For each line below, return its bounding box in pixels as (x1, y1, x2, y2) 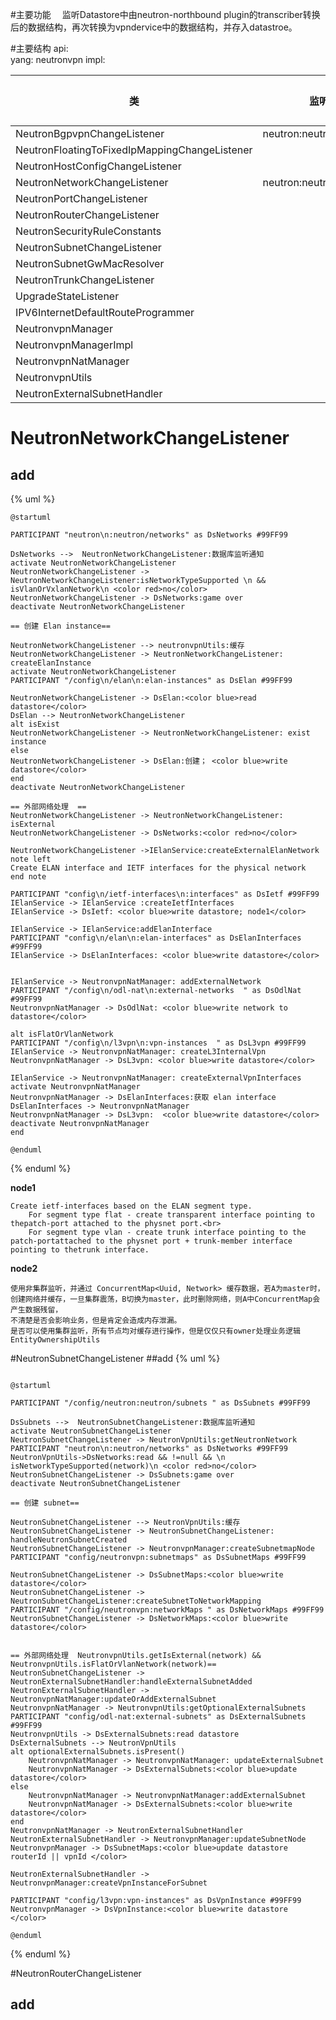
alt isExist (10, 719, 60, 729)
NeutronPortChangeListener (15, 192, 148, 205)
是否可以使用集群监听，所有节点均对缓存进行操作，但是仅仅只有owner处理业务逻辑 (10, 1326, 301, 1336)
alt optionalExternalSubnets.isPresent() (10, 1747, 186, 1757)
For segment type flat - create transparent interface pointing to (28, 1210, 315, 1220)
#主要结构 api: (10, 43, 69, 54)
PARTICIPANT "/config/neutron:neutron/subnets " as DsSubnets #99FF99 (10, 1398, 311, 1408)
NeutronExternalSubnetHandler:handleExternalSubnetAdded (10, 1677, 253, 1687)
